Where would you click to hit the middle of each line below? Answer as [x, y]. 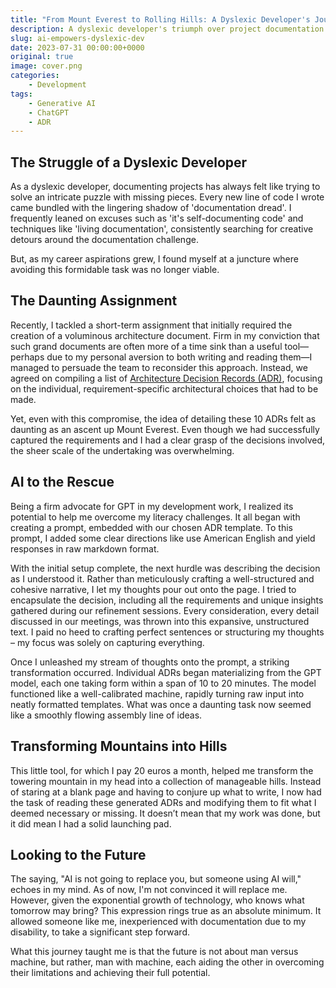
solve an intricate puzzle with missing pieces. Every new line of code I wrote [167, 197]
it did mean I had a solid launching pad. [91, 823]
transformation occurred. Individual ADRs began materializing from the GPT [166, 672]
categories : [35, 76]
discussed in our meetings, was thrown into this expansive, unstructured [160, 621]
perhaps [27, 357]
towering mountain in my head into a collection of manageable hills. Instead [166, 781]
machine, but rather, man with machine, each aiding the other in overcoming [167, 962]
